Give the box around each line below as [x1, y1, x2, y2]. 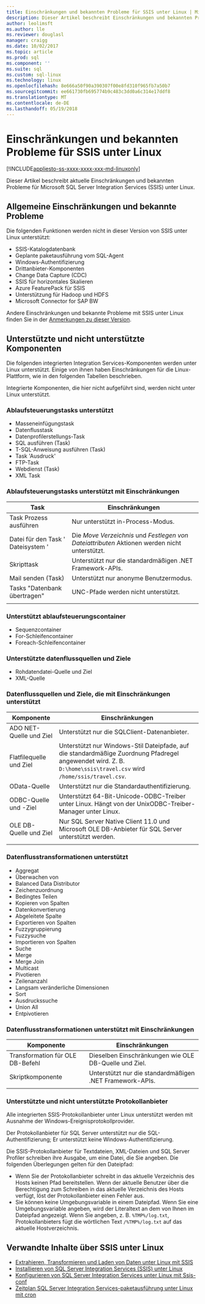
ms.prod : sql [6, 54, 40, 61]
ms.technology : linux [6, 77, 62, 83]
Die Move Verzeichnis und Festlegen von [71, 531, 189, 539]
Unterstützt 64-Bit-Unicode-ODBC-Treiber [59, 792, 186, 800]
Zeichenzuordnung [15, 886, 63, 893]
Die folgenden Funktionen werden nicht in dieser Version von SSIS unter [6, 227, 188, 234]
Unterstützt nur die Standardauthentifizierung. [59, 781, 191, 790]
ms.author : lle [6, 26, 45, 32]
